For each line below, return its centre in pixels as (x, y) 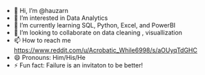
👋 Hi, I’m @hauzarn (41, 11)
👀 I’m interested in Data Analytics (61, 18)
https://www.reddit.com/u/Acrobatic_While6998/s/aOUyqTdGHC (106, 50)
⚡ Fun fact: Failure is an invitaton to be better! (78, 65)
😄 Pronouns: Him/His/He (50, 57)
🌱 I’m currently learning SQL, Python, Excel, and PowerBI (95, 25)
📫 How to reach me (42, 40)
